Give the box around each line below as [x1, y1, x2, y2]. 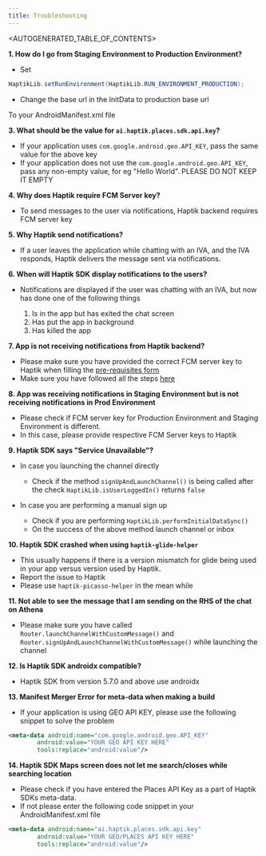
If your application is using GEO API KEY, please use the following [19, 707, 236, 717]
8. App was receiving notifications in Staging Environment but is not [8, 389, 239, 398]
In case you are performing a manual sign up [19, 500, 168, 509]
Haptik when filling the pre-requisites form [19, 365, 160, 374]
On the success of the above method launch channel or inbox [31, 524, 235, 533]
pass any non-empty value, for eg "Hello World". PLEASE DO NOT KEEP [19, 166, 257, 176]
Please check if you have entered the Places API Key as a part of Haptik [19, 784, 256, 795]
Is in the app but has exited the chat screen [31, 308, 174, 318]
